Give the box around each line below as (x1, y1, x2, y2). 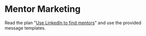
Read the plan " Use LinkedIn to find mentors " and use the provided (4, 20, 142, 26)
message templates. (4, 25, 46, 31)
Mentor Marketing (4, 3, 81, 15)
